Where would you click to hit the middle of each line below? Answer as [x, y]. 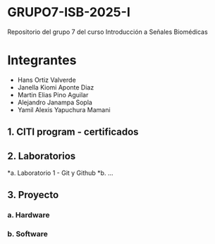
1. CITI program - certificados [73, 132]
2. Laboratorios [42, 156]
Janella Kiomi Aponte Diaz [56, 87]
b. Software [27, 234]
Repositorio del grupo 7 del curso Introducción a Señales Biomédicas [107, 32]
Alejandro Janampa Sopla [55, 102]
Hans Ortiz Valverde [47, 80]
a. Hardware [29, 215]
